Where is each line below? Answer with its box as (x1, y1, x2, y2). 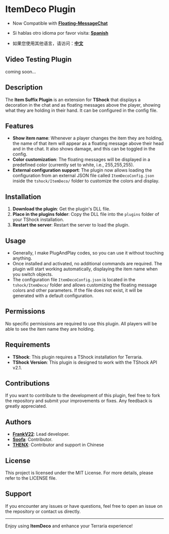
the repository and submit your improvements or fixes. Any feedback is (5, 398, 152, 404)
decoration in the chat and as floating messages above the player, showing (5, 102, 161, 108)
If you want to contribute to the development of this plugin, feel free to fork (5, 393, 160, 399)
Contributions (5, 379, 50, 388)
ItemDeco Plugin (5, 4, 76, 15)
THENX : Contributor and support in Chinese (12, 442, 104, 448)
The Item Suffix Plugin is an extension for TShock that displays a (5, 97, 141, 103)
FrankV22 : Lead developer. (12, 431, 70, 437)
